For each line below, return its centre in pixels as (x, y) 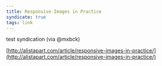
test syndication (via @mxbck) (43, 39)
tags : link (20, 22)
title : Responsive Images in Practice (54, 11)
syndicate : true (26, 17)
